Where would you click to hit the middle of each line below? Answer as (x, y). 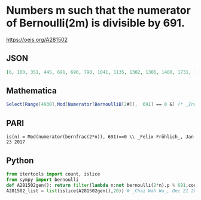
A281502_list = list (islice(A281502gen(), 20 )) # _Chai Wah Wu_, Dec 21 (97, 191)
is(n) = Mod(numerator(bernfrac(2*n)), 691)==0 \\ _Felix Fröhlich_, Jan (100, 137)
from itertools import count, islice (53, 174)
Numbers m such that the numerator (99, 10)
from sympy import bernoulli (42, 180)
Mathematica (31, 91)
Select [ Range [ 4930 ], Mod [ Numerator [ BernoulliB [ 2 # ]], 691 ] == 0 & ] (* (95, 104)
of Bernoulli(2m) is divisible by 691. (96, 23)
